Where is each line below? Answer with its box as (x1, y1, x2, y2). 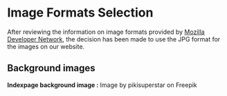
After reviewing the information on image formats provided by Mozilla (7, 28, 206, 36)
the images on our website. (7, 42, 85, 50)
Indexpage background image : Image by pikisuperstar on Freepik (7, 81, 197, 89)
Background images (7, 62, 96, 74)
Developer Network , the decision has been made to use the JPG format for (7, 35, 221, 43)
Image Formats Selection (7, 5, 154, 21)
